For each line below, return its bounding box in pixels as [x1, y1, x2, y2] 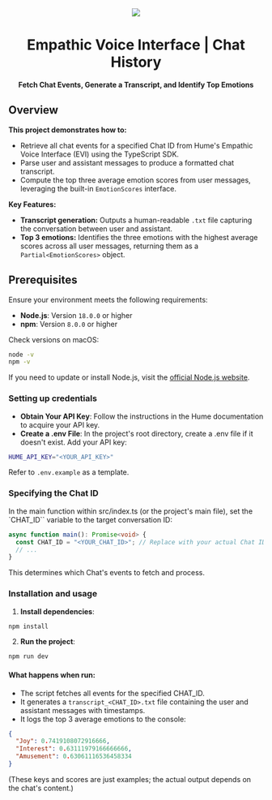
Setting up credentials [8, 393, 97, 404]
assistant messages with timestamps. [19, 705, 146, 715]
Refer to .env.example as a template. [8, 467, 130, 477]
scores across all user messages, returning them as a [19, 241, 199, 251]
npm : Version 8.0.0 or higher [19, 319, 118, 329]
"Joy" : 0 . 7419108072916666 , [15, 738, 111, 746]
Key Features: [8, 199, 57, 209]
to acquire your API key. [19, 419, 100, 429]
